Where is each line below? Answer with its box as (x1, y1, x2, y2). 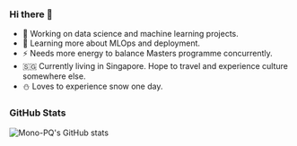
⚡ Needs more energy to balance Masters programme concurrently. (22, 48, 274, 59)
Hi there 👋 (9, 8, 54, 21)
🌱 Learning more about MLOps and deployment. (22, 38, 200, 48)
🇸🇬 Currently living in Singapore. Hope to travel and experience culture (22, 61, 289, 72)
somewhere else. (22, 71, 86, 82)
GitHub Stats (9, 107, 66, 119)
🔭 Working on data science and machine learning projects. (22, 29, 240, 39)
